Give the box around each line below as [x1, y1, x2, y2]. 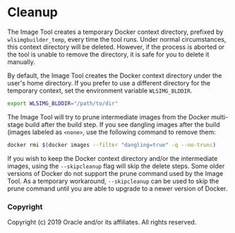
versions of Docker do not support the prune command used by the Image [7, 169, 224, 177]
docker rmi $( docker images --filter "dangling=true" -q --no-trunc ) [7, 141, 217, 148]
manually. [7, 57, 35, 66]
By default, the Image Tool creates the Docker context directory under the [7, 71, 222, 80]
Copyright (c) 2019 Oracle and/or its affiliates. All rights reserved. [7, 217, 197, 226]
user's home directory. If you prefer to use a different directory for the [7, 78, 210, 87]
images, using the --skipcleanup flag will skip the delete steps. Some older [7, 162, 225, 170]
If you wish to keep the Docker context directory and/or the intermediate [7, 154, 218, 162]
